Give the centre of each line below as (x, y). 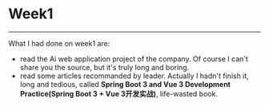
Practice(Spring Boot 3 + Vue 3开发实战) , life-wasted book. (119, 93)
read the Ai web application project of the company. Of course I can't (134, 59)
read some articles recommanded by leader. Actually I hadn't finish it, (134, 76)
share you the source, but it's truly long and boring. (104, 67)
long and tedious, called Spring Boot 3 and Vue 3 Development (125, 84)
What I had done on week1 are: (59, 43)
